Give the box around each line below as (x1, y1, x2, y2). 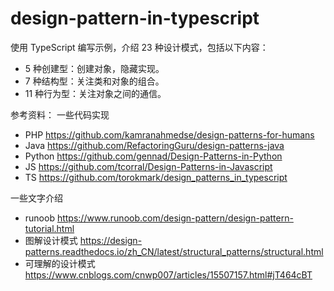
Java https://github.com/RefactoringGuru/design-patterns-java (24, 139, 285, 151)
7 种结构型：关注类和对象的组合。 (24, 75, 165, 87)
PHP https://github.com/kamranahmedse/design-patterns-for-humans (24, 128, 315, 141)
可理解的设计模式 (24, 257, 96, 269)
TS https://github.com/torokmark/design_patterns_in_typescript (24, 171, 288, 183)
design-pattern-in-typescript (10, 7, 260, 30)
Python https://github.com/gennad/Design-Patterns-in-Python (24, 150, 283, 162)
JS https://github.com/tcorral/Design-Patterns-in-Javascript (24, 160, 273, 172)
